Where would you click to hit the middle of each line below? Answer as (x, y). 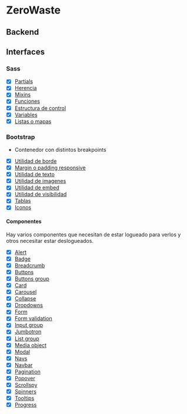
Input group (29, 325)
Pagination (28, 372)
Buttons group (32, 278)
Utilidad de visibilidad (41, 194)
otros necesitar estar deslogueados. (50, 241)
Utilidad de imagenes (40, 181)
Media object (31, 345)
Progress (26, 405)
